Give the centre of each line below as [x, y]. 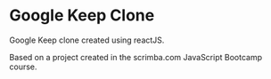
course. [23, 67]
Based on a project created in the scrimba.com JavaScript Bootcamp [136, 57]
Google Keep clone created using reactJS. [87, 40]
